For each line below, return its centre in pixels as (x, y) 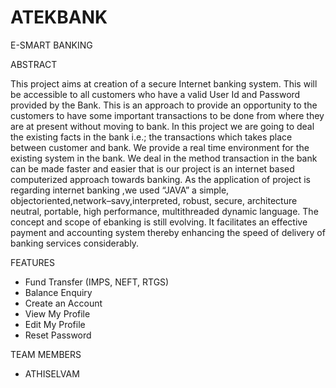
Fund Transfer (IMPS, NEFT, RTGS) (97, 282)
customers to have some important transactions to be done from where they (167, 115)
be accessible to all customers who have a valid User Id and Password (155, 94)
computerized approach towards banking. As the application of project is (161, 179)
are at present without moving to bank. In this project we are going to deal (162, 126)
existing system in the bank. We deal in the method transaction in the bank (164, 158)
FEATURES (33, 262)
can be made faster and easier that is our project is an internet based (152, 168)
